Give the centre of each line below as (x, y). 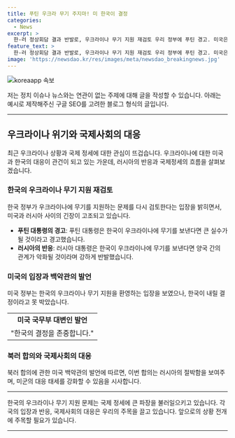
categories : (24, 20)
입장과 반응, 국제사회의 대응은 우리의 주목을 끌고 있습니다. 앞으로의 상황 (117, 411)
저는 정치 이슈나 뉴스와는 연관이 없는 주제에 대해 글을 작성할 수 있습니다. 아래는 (114, 95)
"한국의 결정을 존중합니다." (52, 334)
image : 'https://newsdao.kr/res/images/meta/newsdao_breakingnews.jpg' (114, 60)
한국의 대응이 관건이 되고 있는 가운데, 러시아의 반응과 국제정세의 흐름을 (111, 161)
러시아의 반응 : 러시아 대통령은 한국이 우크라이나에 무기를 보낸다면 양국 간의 (119, 248)
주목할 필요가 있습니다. (45, 420)
